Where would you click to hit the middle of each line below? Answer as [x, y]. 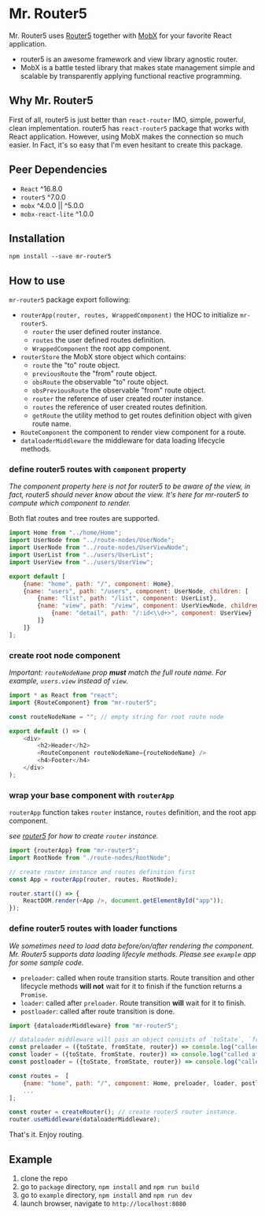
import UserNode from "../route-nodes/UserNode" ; [92, 541]
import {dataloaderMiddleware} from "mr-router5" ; [94, 1025]
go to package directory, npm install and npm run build [110, 1186]
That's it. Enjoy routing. [46, 1135]
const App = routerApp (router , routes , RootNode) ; [94, 879]
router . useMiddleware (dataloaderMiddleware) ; [85, 1120]
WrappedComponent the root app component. [101, 348]
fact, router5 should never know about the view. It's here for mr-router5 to [129, 495]
